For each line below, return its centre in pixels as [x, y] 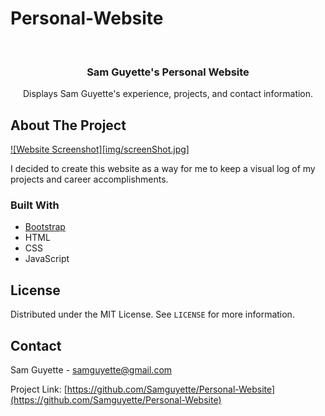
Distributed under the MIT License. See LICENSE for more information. [152, 314]
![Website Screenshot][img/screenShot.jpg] [100, 149]
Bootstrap [45, 227]
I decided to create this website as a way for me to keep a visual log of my [163, 169]
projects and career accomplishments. [89, 179]
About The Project [68, 125]
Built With [35, 205]
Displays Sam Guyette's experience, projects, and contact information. [168, 94]
